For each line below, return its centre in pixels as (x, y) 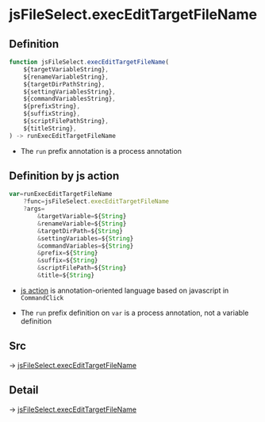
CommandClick (42, 298)
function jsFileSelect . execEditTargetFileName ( (89, 62)
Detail (24, 390)
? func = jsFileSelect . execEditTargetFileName (96, 201)
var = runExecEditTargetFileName (61, 194)
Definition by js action (64, 176)
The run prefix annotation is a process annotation (101, 151)
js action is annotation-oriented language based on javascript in (125, 290)
